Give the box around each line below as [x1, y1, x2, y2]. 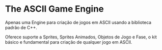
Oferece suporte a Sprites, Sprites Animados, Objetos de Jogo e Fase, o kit [5, 34, 157, 40]
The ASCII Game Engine [5, 3, 104, 15]
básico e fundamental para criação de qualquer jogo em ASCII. [5, 39, 133, 45]
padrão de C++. [5, 24, 38, 30]
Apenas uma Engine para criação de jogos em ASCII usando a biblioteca [5, 19, 152, 25]
